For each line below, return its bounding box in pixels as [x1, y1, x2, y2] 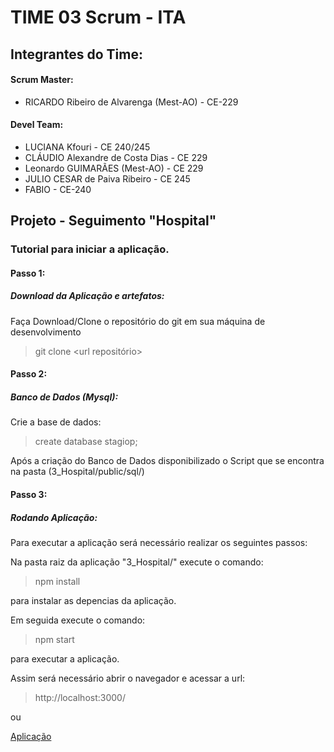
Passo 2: [10, 368, 48, 380]
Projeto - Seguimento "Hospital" [10, 212, 217, 230]
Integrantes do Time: [10, 46, 143, 63]
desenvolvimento [10, 326, 82, 338]
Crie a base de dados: [10, 416, 102, 428]
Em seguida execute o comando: [10, 614, 146, 626]
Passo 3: [10, 489, 48, 501]
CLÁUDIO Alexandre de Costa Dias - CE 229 [24, 151, 208, 163]
